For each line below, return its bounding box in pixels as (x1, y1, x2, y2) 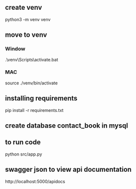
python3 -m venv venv (5, 16, 51, 22)
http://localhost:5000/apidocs (5, 178, 66, 184)
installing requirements (5, 94, 78, 103)
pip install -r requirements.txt (5, 107, 64, 113)
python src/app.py (5, 151, 43, 157)
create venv (5, 3, 43, 12)
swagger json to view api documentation (5, 165, 132, 174)
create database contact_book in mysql (5, 122, 128, 130)
